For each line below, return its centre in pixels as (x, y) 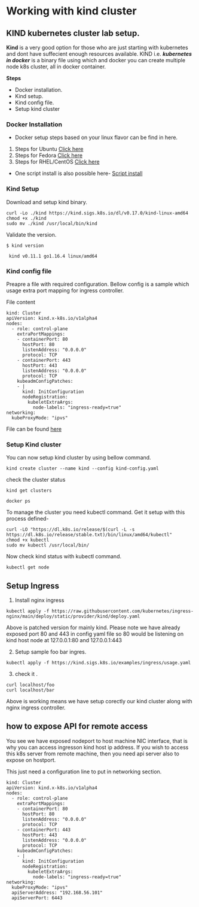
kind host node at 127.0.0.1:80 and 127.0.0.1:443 (64, 640)
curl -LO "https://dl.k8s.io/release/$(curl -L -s (71, 530)
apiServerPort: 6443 (37, 898)
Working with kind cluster (71, 11)
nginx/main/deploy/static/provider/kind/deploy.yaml (73, 616)
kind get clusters (29, 491)
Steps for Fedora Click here (48, 155)
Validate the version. (31, 234)
